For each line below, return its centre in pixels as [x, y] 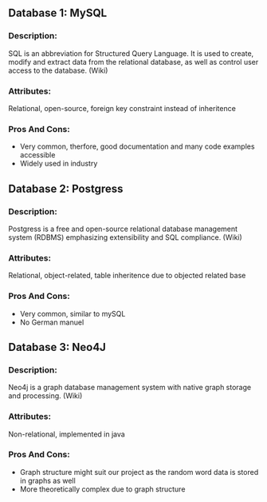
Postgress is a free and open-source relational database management [123, 229]
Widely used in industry [59, 164]
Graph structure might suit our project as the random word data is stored [139, 472]
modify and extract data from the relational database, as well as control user [133, 62]
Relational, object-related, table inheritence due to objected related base [127, 276]
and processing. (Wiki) [45, 396]
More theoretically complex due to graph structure [102, 489]
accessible [37, 155]
